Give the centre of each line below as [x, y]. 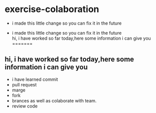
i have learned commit [35, 79]
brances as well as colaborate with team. [54, 100]
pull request [24, 84]
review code [25, 106]
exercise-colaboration [52, 9]
